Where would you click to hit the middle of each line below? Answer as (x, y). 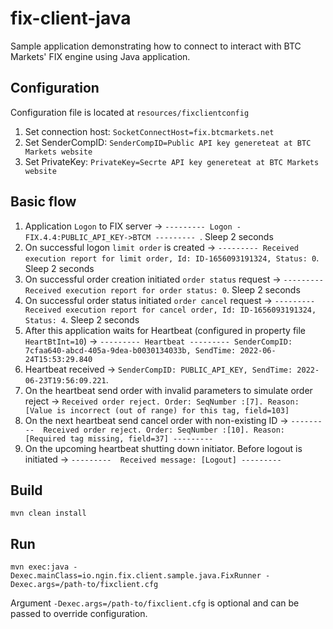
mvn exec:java (40, 567)
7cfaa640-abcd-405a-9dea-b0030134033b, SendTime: (130, 350)
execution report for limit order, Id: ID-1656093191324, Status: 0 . (172, 258)
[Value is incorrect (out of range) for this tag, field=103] (157, 410)
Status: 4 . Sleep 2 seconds (82, 319)
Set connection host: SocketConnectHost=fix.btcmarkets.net (149, 131)
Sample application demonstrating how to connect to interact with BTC (156, 46)
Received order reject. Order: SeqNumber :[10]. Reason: (164, 430)
